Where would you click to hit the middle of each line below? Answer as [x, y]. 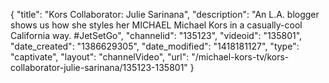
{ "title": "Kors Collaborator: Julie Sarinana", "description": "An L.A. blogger [165, 14]
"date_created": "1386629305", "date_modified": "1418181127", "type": [155, 46]
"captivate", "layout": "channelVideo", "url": [100, 57]
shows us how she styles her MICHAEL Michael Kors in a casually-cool [156, 25]
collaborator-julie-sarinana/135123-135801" [99, 67]
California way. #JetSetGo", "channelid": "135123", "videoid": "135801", [156, 35]
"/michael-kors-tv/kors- [240, 57]
